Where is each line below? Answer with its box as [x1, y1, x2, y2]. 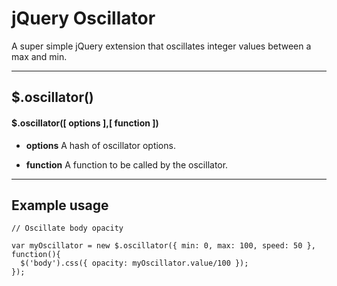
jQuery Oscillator [11, 7, 156, 30]
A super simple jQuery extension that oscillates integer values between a [11, 40, 312, 52]
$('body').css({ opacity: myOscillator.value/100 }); [20, 258, 249, 269]
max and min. [11, 50, 68, 62]
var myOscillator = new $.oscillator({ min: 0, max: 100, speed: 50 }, [11, 241, 316, 251]
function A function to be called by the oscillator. [25, 158, 229, 171]
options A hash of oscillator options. [25, 139, 176, 151]
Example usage [11, 197, 109, 214]
